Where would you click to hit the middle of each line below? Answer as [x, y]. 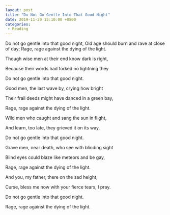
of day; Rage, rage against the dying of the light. [56, 49]
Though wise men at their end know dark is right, [57, 59]
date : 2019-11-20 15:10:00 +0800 [41, 19]
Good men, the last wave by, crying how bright [54, 88]
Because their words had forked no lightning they [57, 69]
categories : [18, 24]
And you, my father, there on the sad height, [51, 177]
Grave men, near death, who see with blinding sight [59, 148]
